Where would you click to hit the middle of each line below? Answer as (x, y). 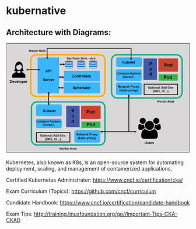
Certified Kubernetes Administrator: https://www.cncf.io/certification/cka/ (94, 180)
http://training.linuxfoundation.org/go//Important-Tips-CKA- (106, 214)
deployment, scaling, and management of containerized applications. (89, 169)
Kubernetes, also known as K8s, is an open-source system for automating (95, 162)
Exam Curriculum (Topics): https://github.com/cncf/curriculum (81, 192)
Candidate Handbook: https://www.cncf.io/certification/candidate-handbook (98, 203)
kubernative (36, 11)
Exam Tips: (20, 214)
